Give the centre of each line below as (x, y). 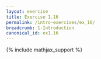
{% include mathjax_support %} (44, 50)
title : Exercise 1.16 (32, 17)
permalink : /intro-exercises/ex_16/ (50, 22)
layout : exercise (27, 11)
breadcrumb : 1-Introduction (40, 28)
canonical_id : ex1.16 (32, 33)
